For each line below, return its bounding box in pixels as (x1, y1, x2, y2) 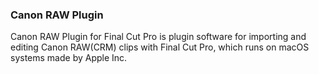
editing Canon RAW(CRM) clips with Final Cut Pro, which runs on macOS (10, 41, 310, 53)
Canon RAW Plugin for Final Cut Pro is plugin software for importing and (10, 31, 307, 43)
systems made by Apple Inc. (10, 52, 128, 64)
